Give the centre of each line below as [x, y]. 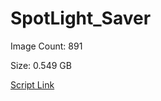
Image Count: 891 [46, 46]
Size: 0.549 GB [41, 65]
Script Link [32, 84]
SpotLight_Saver [81, 18]
